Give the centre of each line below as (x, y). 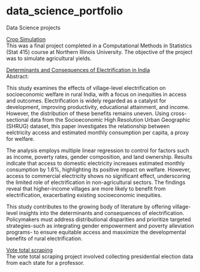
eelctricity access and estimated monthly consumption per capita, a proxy (98, 132)
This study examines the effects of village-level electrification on (86, 87)
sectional (17, 120)
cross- (178, 113)
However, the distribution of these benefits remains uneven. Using (88, 113)
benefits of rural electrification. (44, 238)
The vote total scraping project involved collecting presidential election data (100, 256)
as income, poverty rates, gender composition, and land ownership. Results (99, 156)
